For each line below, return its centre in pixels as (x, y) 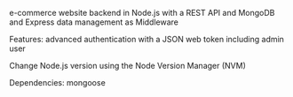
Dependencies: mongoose (58, 82)
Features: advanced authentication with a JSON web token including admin (146, 39)
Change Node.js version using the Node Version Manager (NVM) (128, 66)
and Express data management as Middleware (94, 22)
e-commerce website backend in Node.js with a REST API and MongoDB (142, 13)
